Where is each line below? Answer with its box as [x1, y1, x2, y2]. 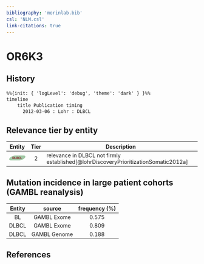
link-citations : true [6, 22, 61, 29]
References [6, 249, 51, 260]
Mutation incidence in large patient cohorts [6, 177, 174, 188]
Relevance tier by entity [6, 125, 98, 135]
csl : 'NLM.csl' [6, 16, 45, 22]
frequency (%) [78, 205, 117, 212]
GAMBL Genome [31, 231, 73, 238]
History [6, 73, 35, 84]
